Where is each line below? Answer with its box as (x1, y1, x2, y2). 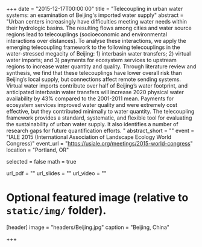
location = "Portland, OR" (6, 146, 69, 153)
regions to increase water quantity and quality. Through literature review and (6, 63, 197, 70)
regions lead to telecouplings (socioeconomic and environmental (6, 31, 168, 38)
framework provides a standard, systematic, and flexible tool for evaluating (6, 114, 192, 121)
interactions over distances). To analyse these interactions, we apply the (6, 37, 186, 44)
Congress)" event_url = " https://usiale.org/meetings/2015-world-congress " (6, 140, 193, 147)
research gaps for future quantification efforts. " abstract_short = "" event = (6, 127, 195, 134)
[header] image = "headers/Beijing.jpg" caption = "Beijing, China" (6, 223, 170, 231)
